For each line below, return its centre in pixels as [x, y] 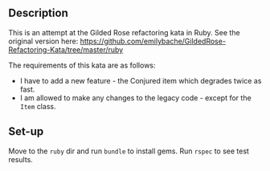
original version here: [43, 41]
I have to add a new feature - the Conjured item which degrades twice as [141, 80]
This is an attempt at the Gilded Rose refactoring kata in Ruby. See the [124, 32]
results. [21, 159]
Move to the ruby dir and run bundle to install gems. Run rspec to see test [129, 151]
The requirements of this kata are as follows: [82, 65]
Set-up [26, 132]
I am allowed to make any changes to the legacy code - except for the [135, 98]
